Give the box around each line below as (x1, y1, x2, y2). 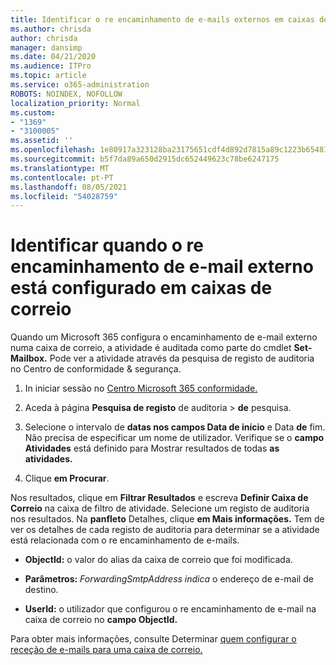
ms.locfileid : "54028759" (10, 191, 118, 201)
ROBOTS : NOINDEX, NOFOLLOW (10, 89, 123, 99)
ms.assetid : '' (10, 136, 74, 146)
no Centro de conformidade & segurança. (10, 363, 182, 375)
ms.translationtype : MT (10, 163, 110, 173)
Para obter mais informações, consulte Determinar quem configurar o (10, 633, 297, 645)
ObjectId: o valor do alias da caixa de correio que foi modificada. (24, 554, 293, 566)
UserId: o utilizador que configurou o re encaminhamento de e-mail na (24, 603, 317, 615)
